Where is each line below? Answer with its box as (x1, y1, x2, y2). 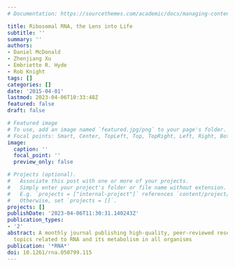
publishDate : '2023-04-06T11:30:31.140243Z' (7, 210, 139, 217)
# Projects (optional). (7, 171, 77, 178)
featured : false (7, 100, 55, 108)
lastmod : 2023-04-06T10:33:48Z (7, 94, 99, 101)
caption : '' (13, 146, 49, 153)
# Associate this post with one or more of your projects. (7, 178, 190, 185)
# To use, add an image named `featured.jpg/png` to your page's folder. (7, 126, 227, 133)
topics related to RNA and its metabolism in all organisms (13, 236, 192, 243)
